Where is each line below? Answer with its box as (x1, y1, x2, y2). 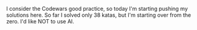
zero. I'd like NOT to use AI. (6, 18, 74, 25)
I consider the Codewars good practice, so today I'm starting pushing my (6, 5, 189, 12)
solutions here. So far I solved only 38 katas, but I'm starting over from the (6, 11, 192, 19)
